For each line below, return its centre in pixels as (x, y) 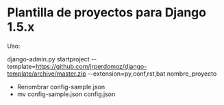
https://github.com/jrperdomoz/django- (91, 66)
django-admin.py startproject (49, 59)
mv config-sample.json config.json (66, 94)
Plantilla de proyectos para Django (107, 13)
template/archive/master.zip (47, 74)
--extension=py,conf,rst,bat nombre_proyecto (152, 74)
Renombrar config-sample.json (61, 87)
